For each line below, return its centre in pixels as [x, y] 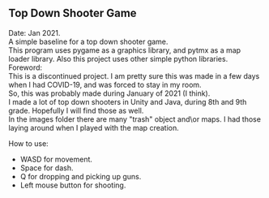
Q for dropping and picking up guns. [81, 176]
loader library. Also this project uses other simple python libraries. [118, 58]
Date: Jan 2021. [34, 32]
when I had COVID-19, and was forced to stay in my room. [105, 84]
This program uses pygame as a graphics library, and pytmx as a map [125, 50]
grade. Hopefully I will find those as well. [76, 110]
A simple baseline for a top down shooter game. [88, 41]
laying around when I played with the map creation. [94, 127]
